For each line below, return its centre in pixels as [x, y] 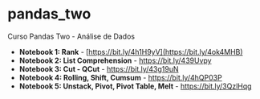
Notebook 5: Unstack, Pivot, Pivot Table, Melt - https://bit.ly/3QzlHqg [135, 86]
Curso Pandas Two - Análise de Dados [71, 36]
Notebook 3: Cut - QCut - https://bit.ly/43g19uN [99, 68]
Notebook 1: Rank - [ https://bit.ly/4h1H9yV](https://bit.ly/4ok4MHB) [131, 52]
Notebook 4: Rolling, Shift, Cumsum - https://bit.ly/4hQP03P [120, 77]
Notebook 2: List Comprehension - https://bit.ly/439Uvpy [115, 60]
